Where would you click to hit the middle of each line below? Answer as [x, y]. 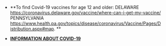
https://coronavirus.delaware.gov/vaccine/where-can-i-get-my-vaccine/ [86, 13]
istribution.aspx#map [32, 29]
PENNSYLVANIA [27, 18]
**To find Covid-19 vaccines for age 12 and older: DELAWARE [74, 7]
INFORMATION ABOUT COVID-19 [45, 38]
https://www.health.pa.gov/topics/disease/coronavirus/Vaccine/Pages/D [86, 23]
